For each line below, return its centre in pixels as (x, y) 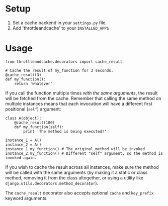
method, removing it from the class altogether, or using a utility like (74, 178)
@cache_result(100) (35, 123)
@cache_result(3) (23, 75)
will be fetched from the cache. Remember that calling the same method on (83, 98)
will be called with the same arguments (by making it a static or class (76, 172)
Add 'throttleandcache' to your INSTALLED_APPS (61, 28)
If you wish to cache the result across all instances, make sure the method (82, 167)
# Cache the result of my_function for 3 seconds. (59, 70)
